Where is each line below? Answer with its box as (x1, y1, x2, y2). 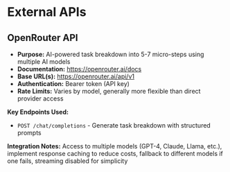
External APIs (7, 4, 87, 20)
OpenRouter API (7, 32, 78, 44)
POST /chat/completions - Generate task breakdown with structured (17, 121, 211, 129)
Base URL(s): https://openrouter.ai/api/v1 (17, 72, 135, 80)
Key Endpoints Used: (7, 108, 69, 116)
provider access (17, 94, 64, 103)
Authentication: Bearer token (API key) (17, 80, 130, 87)
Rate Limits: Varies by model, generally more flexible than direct (17, 87, 201, 95)
